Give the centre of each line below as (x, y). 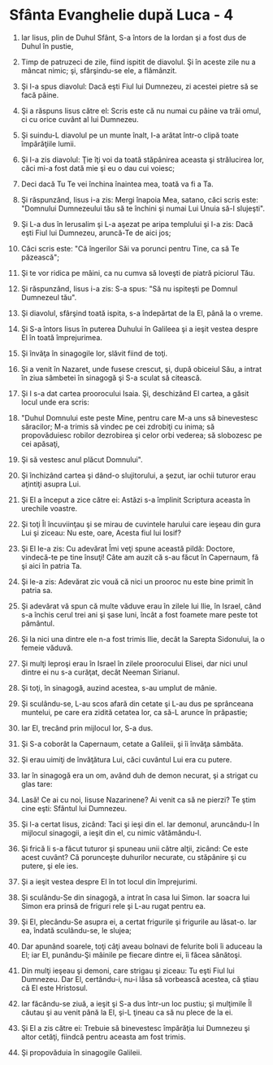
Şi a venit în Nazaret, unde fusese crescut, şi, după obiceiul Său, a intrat (141, 369)
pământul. (38, 623)
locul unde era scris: (55, 402)
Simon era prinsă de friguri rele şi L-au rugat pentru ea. (113, 906)
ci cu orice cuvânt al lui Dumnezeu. (80, 119)
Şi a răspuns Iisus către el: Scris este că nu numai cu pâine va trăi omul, (141, 111)
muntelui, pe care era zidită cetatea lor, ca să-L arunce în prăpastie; (134, 712)
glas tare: (37, 783)
